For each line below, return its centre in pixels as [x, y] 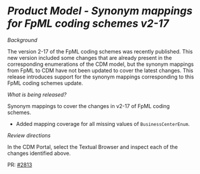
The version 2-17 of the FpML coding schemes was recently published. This [100, 51]
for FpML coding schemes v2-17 [88, 23]
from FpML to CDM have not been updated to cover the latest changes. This [100, 70]
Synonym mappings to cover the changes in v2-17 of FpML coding [89, 106]
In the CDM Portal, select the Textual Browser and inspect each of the [93, 147]
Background [23, 40]
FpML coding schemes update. [45, 83]
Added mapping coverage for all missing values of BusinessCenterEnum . [103, 124]
